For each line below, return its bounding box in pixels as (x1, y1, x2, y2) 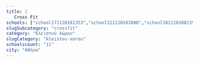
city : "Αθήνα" (6, 47, 41, 53)
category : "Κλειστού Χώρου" (6, 31, 76, 37)
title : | (6, 8, 28, 15)
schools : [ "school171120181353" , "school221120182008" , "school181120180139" (6, 19, 197, 25)
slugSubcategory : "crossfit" (6, 25, 78, 31)
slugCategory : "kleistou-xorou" (6, 36, 86, 42)
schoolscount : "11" (6, 42, 54, 48)
